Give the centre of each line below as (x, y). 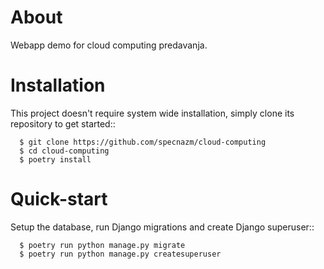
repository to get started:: (63, 123)
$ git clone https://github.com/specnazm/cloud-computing (143, 142)
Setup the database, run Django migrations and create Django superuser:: (162, 227)
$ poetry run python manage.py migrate (102, 245)
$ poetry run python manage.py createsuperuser (120, 254)
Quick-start (59, 199)
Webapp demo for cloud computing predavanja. (109, 45)
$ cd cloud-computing (64, 151)
